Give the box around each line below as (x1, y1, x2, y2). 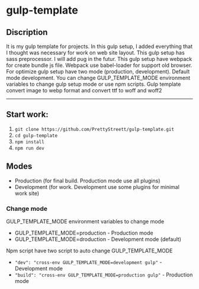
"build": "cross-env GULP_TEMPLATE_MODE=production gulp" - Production (14, 271, 193, 278)
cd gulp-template (14, 133, 58, 139)
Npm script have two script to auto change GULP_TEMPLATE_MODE (6, 247, 173, 254)
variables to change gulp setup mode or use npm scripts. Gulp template (6, 81, 181, 88)
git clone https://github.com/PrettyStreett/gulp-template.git (14, 126, 175, 132)
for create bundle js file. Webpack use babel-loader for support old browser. (6, 62, 192, 69)
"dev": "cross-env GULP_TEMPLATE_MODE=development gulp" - (14, 258, 162, 265)
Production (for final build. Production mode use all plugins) (14, 177, 161, 184)
